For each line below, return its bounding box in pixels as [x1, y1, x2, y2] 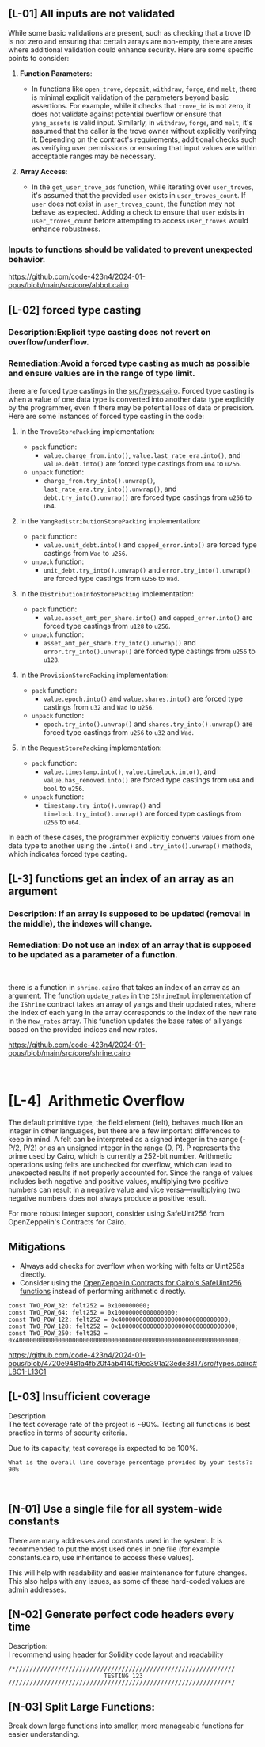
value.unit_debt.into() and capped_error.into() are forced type [43, 539, 257, 550]
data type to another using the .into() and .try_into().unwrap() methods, [8, 840, 253, 851]
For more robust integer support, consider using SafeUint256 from [8, 1208, 225, 1219]
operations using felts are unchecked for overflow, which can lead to [8, 1160, 232, 1170]
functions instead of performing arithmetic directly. [19, 1287, 186, 1296]
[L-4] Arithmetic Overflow [8, 1091, 186, 1109]
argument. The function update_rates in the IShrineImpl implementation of [8, 991, 252, 1001]
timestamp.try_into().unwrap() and [43, 800, 161, 809]
